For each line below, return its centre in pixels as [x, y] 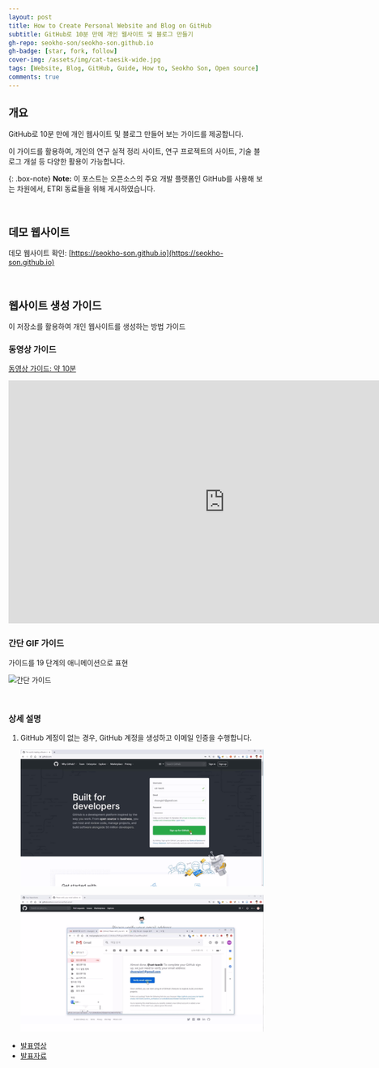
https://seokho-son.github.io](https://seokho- [148, 253]
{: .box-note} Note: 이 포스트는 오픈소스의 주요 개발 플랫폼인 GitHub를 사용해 [132, 178]
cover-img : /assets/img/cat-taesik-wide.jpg [85, 60]
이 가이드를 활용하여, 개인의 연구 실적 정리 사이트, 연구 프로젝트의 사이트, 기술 [130, 151]
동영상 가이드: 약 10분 [43, 369]
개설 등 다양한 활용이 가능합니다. [74, 161]
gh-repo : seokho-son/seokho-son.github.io [81, 43]
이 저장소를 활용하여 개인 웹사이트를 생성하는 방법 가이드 [97, 327]
